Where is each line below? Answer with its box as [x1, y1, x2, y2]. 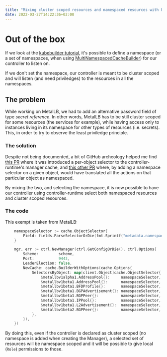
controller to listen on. [5, 60, 50, 66]
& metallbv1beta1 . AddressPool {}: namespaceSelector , [40, 279, 162, 285]
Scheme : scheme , [23, 252, 75, 257]
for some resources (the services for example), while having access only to [5, 119, 160, 125]
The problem [5, 95, 46, 104]
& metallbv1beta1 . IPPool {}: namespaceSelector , [40, 298, 162, 303]
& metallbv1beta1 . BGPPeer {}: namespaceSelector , [40, 293, 162, 299]
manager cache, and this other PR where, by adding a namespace [25, 164, 161, 170]
